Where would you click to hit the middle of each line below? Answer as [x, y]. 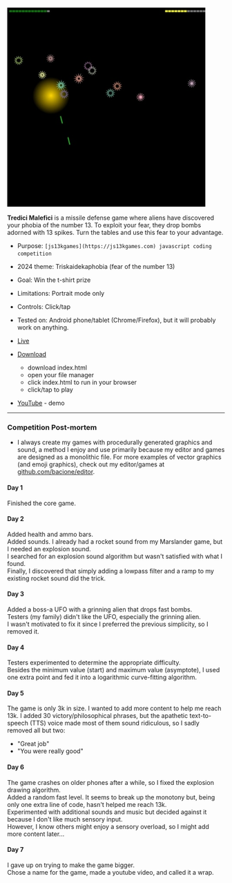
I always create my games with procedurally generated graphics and [115, 442]
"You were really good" [50, 751]
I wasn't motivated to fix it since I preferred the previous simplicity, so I [108, 624]
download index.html [57, 368]
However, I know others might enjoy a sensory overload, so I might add [108, 826]
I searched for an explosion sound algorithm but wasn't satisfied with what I [115, 556]
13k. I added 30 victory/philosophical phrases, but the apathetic [98, 716]
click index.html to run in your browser [82, 382]
